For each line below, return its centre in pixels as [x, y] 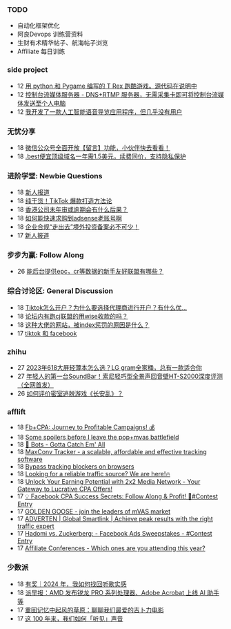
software [30, 459]
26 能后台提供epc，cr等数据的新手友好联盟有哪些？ [90, 272]
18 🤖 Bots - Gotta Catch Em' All [61, 444]
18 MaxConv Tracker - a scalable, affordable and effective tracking [112, 452]
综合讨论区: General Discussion [60, 291]
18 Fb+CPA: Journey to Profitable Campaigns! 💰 [86, 427]
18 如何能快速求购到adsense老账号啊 [69, 218]
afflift [17, 412]
